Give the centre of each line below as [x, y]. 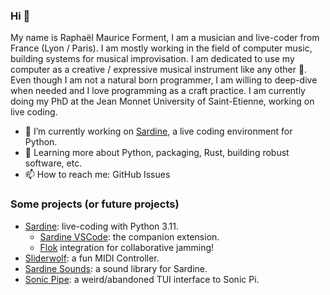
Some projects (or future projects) [95, 204]
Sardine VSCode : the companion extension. [129, 236]
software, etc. [53, 163]
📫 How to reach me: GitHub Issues [97, 175]
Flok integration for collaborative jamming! [127, 247]
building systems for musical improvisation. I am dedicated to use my [152, 59]
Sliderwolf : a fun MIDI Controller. [92, 258]
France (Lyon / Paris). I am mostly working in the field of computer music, [161, 48]
